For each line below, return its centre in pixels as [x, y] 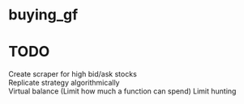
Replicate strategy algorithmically [64, 83]
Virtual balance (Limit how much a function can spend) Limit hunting [122, 91]
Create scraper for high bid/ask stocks [73, 74]
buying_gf [43, 15]
